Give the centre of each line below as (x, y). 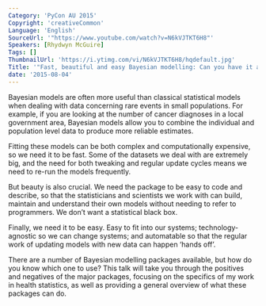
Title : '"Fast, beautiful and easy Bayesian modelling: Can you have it (131, 67)
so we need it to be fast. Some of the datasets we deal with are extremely (128, 155)
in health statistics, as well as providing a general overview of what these (127, 285)
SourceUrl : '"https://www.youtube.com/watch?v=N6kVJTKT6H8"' (111, 38)
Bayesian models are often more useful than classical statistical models (125, 97)
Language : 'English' (42, 30)
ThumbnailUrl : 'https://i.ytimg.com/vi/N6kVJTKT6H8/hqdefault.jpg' (122, 60)
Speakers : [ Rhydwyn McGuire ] (56, 45)
